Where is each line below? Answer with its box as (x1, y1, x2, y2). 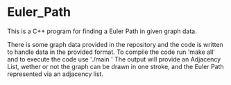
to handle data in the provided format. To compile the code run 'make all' (7, 48, 216, 56)
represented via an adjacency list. (7, 70, 104, 78)
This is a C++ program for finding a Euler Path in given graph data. (7, 27, 198, 35)
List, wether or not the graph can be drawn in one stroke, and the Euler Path (7, 62, 224, 70)
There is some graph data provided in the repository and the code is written (7, 40, 223, 48)
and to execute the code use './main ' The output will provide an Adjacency (7, 55, 221, 63)
